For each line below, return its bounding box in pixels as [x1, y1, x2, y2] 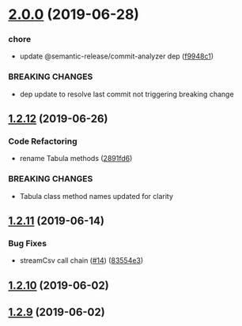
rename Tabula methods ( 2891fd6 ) [19, 154, 133, 163]
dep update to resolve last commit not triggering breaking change [19, 89, 235, 99]
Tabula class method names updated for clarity [19, 191, 174, 200]
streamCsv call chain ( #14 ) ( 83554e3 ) [19, 256, 144, 265]
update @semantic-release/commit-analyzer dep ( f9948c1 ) [19, 51, 214, 61]
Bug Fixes [8, 238, 47, 249]
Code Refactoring [8, 136, 78, 147]
